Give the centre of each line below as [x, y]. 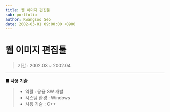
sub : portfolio [21, 15]
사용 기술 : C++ [40, 104]
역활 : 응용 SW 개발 [44, 92]
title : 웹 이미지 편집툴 [28, 10]
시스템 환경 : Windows [48, 98]
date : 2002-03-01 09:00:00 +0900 [40, 24]
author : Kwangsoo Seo [28, 19]
